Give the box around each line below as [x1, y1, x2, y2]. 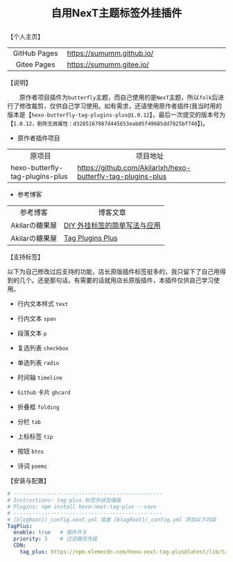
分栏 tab [17, 418, 42, 426]
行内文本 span [17, 314, 57, 323]
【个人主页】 [7, 33, 44, 41]
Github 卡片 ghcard [17, 388, 71, 396]
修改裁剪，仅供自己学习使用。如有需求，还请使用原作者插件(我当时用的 [19, 102, 223, 110]
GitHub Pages [12, 49, 58, 58]
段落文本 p [17, 329, 47, 337]
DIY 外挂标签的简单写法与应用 [63, 221, 161, 230]
